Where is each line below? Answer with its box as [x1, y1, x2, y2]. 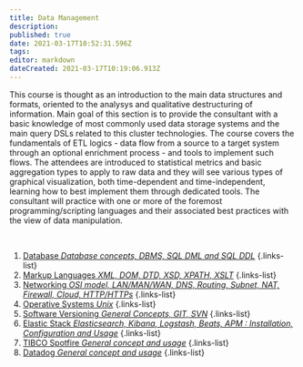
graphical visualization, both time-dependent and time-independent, [9, 176, 266, 187]
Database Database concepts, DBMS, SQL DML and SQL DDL [22, 250, 256, 260]
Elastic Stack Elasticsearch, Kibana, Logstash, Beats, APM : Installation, [22, 318, 294, 329]
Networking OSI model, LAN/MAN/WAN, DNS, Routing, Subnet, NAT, [22, 279, 280, 290]
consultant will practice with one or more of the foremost [9, 195, 223, 206]
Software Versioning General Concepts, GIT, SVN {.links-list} [22, 308, 251, 319]
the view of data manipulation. [9, 215, 123, 226]
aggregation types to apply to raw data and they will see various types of [9, 166, 284, 178]
